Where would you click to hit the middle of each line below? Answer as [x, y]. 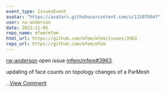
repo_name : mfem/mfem [32, 33]
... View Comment [26, 83]
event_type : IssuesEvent [36, 11]
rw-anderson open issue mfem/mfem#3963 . [60, 60]
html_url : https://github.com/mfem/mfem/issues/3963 [72, 38]
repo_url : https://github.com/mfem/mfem [56, 44]
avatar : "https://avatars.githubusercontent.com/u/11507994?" [83, 17]
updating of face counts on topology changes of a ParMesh [78, 72]
